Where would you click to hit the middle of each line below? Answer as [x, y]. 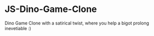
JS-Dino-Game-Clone [51, 9]
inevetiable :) [18, 28]
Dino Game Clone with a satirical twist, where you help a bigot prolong [77, 23]
